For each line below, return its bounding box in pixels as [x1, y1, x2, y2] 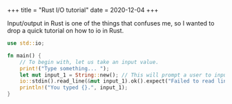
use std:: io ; [7, 40, 45, 47]
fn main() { [7, 52, 41, 59]
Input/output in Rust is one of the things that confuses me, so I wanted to [7, 19, 215, 27]
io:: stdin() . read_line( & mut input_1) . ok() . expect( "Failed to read [19, 78, 215, 85]
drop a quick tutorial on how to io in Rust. [7, 27, 124, 34]
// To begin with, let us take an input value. [19, 59, 159, 65]
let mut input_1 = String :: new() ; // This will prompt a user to [19, 72, 212, 79]
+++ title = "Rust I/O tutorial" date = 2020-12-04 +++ [7, 6, 159, 14]
